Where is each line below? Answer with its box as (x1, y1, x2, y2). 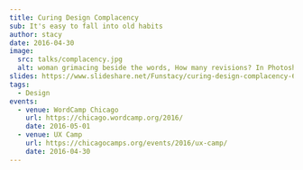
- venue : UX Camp (17, 130, 83, 139)
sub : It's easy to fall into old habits (9, 22, 164, 31)
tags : (9, 80, 30, 89)
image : (9, 47, 34, 56)
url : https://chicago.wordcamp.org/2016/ (25, 113, 183, 122)
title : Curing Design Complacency (9, 13, 140, 22)
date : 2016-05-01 (25, 122, 91, 131)
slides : (9, 72, 39, 81)
